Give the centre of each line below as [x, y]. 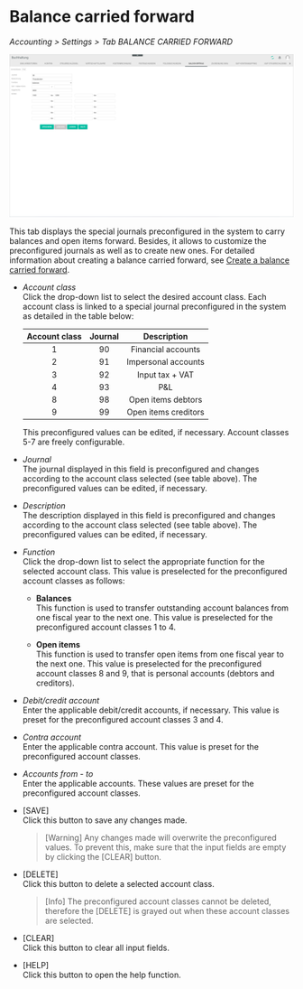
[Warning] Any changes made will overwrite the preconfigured [161, 837]
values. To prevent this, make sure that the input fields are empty [165, 847]
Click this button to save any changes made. [105, 820]
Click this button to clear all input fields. [96, 947]
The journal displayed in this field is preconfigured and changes [141, 469]
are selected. [69, 920]
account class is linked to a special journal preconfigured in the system [154, 307]
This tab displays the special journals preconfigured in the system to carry [147, 231]
